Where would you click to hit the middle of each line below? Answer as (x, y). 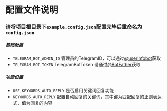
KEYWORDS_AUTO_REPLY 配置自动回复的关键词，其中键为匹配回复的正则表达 (87, 97)
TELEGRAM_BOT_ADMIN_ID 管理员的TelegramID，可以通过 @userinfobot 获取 (87, 58)
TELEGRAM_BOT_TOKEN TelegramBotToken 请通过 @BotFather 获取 (76, 65)
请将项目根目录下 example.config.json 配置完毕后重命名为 (74, 27)
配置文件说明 (32, 10)
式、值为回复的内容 (32, 103)
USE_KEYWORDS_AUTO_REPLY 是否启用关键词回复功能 (63, 91)
